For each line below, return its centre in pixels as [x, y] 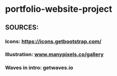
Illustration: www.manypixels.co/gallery [54, 54]
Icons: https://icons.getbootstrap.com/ [53, 41]
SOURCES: [22, 27]
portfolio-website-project [59, 9]
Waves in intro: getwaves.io [39, 68]
